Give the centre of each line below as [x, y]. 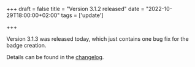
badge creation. [26, 45]
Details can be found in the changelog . [55, 57]
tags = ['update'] [82, 15]
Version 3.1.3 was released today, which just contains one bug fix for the [97, 39]
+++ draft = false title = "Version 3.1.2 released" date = [76, 9]
